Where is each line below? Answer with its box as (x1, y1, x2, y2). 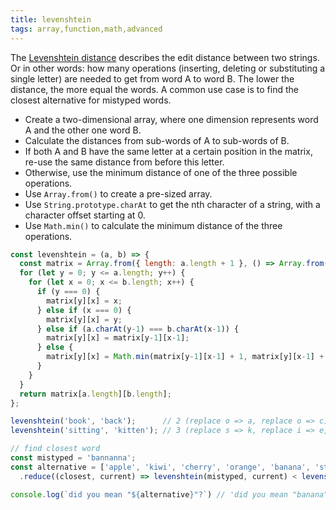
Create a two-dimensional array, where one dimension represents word (24, 113, 319, 125)
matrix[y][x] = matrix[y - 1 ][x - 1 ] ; (46, 333, 190, 343)
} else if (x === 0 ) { (36, 305, 132, 315)
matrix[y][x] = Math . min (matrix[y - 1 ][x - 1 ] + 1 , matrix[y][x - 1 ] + (46, 352, 325, 362)
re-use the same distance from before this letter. (24, 156, 225, 168)
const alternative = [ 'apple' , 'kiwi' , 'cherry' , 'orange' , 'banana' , (10, 462, 311, 472)
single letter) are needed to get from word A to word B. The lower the (10, 72, 295, 85)
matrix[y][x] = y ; (46, 314, 123, 325)
